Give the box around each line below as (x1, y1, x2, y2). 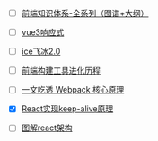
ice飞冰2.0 (21, 46, 61, 57)
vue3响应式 (21, 27, 65, 38)
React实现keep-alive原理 (21, 103, 114, 114)
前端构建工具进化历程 (21, 66, 101, 76)
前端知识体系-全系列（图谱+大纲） (21, 8, 149, 18)
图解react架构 (21, 122, 73, 133)
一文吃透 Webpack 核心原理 (21, 84, 125, 95)
